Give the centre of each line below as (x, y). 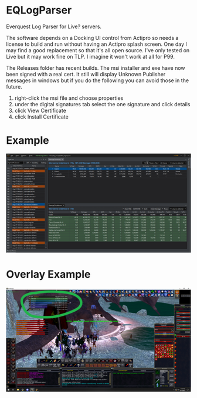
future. (14, 86)
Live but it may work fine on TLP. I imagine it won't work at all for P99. (90, 56)
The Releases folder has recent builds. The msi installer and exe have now (96, 68)
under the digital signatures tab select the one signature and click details (102, 104)
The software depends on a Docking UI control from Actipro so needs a (92, 38)
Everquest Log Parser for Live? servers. (54, 26)
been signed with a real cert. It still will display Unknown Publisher (86, 74)
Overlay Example (48, 274)
